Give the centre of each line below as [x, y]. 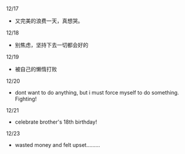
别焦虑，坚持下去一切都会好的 [51, 45]
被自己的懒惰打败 [36, 69]
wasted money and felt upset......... [57, 145]
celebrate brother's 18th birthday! [56, 122]
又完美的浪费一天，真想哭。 [49, 21]
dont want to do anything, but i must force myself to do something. [97, 92]
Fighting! [26, 99]
